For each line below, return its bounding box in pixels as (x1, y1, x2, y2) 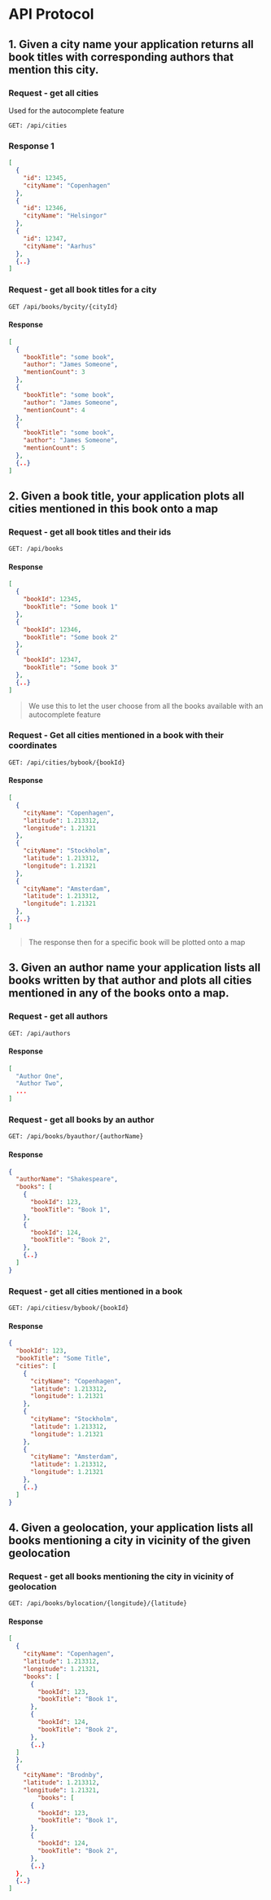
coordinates (8, 740, 58, 751)
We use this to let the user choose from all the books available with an (28, 701, 264, 710)
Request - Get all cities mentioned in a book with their (8, 730, 225, 741)
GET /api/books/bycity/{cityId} (8, 302, 118, 310)
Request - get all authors (8, 1011, 108, 1023)
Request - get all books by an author (8, 1114, 155, 1125)
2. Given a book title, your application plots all (8, 489, 245, 503)
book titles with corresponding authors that (8, 50, 234, 64)
